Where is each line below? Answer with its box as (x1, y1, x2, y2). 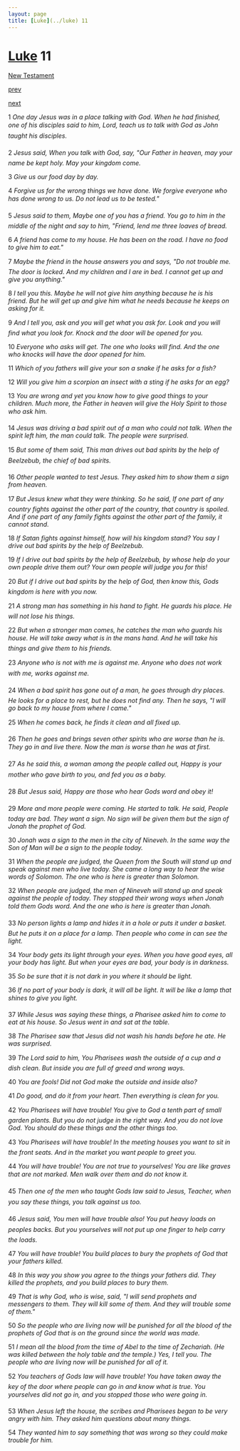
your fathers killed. (8, 1257, 63, 1265)
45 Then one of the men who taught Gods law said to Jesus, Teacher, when (8, 1187, 231, 1195)
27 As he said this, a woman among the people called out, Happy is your (8, 759, 222, 768)
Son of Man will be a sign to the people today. (8, 844, 143, 852)
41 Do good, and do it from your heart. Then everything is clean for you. (8, 1091, 219, 1100)
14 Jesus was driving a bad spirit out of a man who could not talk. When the (8, 424, 232, 433)
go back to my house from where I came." (8, 704, 132, 712)
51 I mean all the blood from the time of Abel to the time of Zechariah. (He (8, 1343, 225, 1351)
